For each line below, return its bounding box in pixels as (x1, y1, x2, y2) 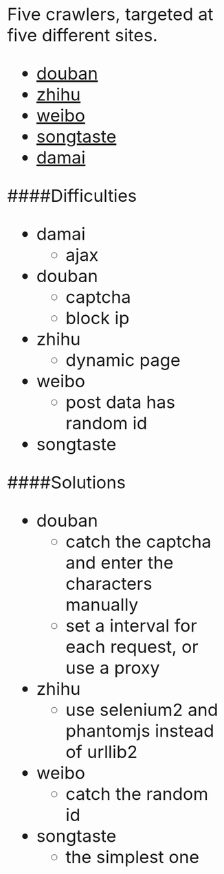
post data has (65, 391, 176, 413)
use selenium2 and (65, 699, 219, 720)
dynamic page (65, 349, 181, 371)
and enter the (65, 552, 174, 573)
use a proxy (65, 657, 160, 678)
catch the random (65, 783, 209, 805)
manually (65, 594, 139, 615)
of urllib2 (65, 741, 138, 763)
